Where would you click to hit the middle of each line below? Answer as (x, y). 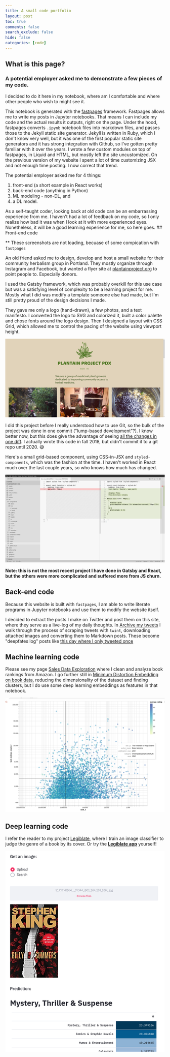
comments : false (22, 27)
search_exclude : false (29, 32)
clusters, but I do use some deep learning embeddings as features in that (81, 685)
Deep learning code (37, 826)
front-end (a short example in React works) (57, 185)
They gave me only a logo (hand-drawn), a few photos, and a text (74, 310)
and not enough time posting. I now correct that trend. (62, 165)
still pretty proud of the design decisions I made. (56, 300)
